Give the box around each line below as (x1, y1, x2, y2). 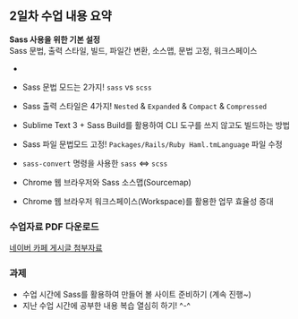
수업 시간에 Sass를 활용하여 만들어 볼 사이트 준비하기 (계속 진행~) (21, 289, 252, 300)
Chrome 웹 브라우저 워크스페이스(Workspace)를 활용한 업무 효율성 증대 (21, 195, 275, 206)
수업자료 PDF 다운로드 (9, 220, 100, 233)
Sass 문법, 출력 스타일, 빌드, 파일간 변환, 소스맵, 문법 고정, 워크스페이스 (9, 45, 258, 56)
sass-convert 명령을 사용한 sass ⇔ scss (21, 158, 168, 168)
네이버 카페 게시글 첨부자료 (9, 243, 103, 254)
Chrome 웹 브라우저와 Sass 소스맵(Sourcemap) (21, 177, 192, 187)
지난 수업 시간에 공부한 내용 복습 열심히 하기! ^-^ (21, 300, 191, 311)
